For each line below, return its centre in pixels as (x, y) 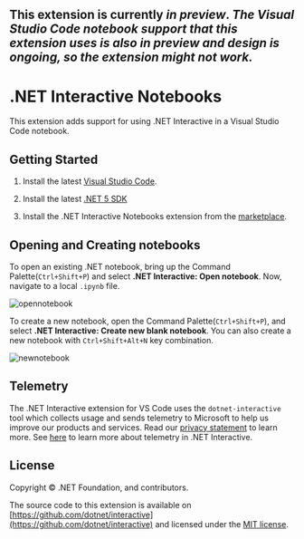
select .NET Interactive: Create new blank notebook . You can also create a (150, 331)
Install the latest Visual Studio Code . (90, 181)
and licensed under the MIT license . (222, 524)
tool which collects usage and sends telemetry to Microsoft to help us (139, 418)
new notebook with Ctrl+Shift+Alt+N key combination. (112, 340)
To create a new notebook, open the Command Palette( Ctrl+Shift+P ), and (148, 321)
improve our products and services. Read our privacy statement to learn (143, 427)
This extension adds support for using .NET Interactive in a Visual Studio (144, 121)
